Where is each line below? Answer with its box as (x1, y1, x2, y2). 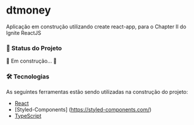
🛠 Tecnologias (6, 73, 50, 81)
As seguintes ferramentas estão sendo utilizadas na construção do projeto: (6, 88, 188, 95)
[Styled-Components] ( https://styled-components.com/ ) (14, 106, 152, 113)
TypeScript (14, 112, 42, 119)
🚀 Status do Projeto (6, 44, 62, 52)
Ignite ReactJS (6, 29, 42, 36)
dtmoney (6, 4, 51, 17)
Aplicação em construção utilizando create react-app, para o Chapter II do (6, 23, 186, 30)
